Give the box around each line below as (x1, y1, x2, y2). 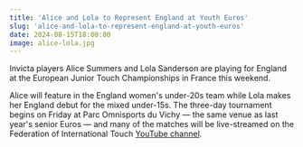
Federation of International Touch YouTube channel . (9, 128, 203, 140)
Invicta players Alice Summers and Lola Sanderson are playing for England (9, 63, 288, 74)
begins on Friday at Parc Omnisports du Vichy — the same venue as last (9, 109, 279, 120)
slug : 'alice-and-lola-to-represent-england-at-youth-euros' (9, 22, 245, 31)
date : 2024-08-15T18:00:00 (9, 30, 111, 39)
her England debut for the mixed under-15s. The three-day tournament (9, 100, 272, 111)
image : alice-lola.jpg (9, 38, 95, 48)
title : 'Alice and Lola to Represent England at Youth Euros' (9, 13, 249, 23)
